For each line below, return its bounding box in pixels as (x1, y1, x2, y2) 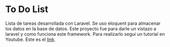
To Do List (5, 4, 49, 15)
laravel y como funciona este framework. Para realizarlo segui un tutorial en (5, 31, 165, 37)
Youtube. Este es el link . (5, 36, 56, 42)
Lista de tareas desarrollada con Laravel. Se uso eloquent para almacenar (5, 20, 161, 26)
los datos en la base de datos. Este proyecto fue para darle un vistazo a (5, 25, 157, 31)
